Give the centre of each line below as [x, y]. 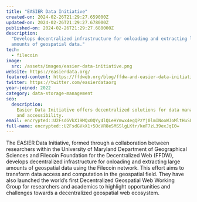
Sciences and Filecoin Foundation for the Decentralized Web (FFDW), [90, 155]
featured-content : [28, 77]
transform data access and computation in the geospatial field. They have [95, 174]
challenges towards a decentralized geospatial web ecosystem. [83, 193]
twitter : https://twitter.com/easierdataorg [61, 83]
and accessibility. [40, 115]
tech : [13, 50]
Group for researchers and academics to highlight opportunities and [88, 186]
